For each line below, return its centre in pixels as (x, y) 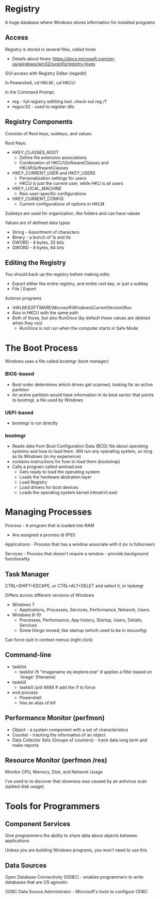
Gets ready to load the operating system (60, 472)
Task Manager (27, 574)
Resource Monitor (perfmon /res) (56, 760)
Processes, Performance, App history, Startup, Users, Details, (81, 620)
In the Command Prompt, (30, 92)
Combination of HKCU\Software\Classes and (64, 162)
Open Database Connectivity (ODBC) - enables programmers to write (74, 877)
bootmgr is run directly (35, 423)
